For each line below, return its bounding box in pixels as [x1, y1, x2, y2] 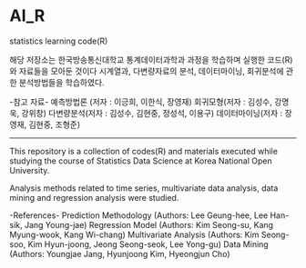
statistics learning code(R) [9, 35, 108, 46]
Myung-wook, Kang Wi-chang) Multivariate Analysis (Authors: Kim [9, 229, 260, 240]
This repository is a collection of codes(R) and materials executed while [9, 145, 278, 156]
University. [9, 164, 50, 175]
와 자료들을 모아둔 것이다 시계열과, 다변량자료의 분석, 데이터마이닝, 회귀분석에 [9, 65, 284, 76]
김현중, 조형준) [28, 119, 81, 130]
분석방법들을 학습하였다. [18, 76, 105, 87]
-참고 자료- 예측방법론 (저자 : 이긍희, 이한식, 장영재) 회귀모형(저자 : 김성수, [9, 96, 273, 107]
